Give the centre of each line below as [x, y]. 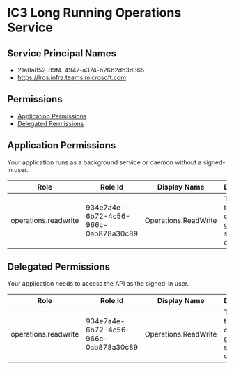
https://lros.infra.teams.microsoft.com [72, 77]
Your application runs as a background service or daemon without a [104, 162]
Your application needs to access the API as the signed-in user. [98, 284]
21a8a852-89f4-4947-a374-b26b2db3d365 [81, 70]
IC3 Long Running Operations [94, 13]
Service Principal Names [62, 53]
